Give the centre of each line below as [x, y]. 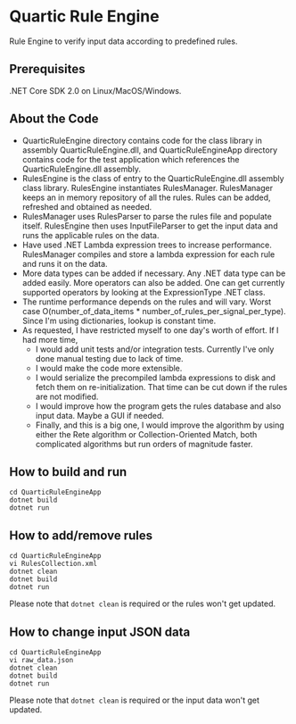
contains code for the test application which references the [131, 159]
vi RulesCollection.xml [53, 564]
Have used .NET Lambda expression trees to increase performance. [147, 245]
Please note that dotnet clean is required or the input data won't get [135, 700]
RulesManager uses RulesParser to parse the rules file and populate [147, 216]
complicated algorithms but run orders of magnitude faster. [144, 444]
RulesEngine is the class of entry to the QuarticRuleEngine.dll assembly [153, 178]
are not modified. [67, 396]
